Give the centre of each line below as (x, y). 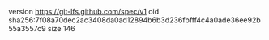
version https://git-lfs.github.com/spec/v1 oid (84, 12)
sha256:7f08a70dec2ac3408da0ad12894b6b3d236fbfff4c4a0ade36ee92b (134, 20)
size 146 (61, 28)
